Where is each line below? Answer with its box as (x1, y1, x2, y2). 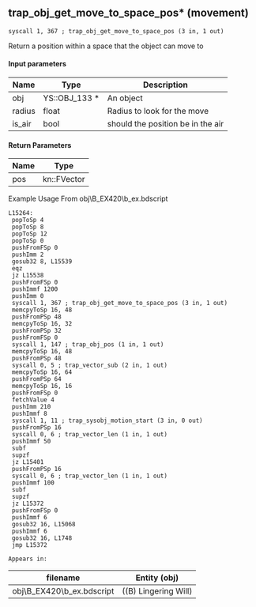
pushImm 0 (11, 292, 44, 300)
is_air (12, 119, 32, 130)
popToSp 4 (11, 217, 44, 224)
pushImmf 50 (11, 438, 51, 446)
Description (143, 79, 188, 90)
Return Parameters (8, 140, 72, 149)
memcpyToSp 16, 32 (11, 320, 73, 328)
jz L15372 (11, 500, 44, 508)
